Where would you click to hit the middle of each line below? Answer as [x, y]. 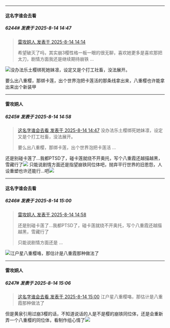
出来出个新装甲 [21, 87]
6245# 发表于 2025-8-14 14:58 [38, 117]
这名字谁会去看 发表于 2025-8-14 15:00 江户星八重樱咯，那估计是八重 [90, 297]
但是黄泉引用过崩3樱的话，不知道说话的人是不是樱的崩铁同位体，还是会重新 [84, 314]
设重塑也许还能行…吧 [27, 171]
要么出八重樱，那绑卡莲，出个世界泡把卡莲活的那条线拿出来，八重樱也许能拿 [85, 80]
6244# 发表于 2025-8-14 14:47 [38, 28]
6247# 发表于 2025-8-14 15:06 [38, 283]
